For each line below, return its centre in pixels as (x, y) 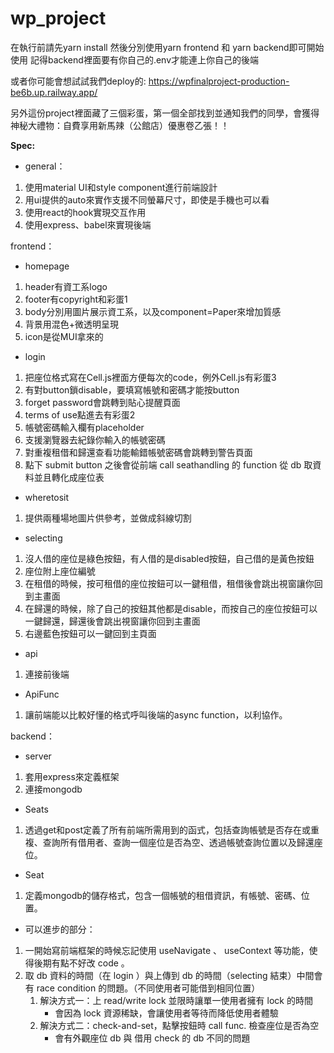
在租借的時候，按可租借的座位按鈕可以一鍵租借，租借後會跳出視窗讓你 (169, 583)
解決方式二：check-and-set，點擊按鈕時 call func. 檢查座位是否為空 (179, 1025)
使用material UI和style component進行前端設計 (121, 187)
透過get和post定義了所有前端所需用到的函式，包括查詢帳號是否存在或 (168, 829)
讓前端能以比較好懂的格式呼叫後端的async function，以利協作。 (156, 714)
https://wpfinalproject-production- (219, 81)
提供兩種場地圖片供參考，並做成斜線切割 (108, 518)
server (38, 756)
